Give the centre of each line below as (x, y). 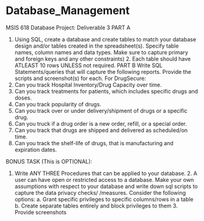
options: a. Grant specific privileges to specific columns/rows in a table (104, 199)
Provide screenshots (40, 212)
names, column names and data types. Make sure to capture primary (101, 52)
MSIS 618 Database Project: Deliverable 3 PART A (68, 27)
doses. (23, 98)
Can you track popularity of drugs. (58, 104)
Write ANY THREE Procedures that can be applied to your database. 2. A (106, 173)
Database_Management (68, 11)
